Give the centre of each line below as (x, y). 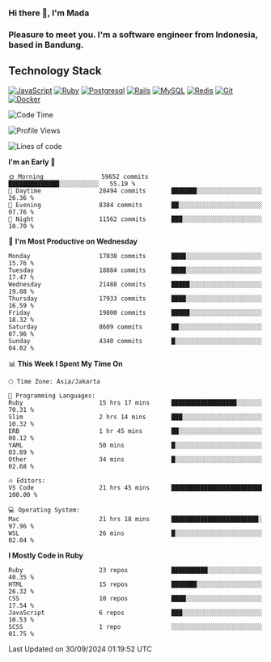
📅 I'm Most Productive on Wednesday (73, 241)
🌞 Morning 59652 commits (78, 176)
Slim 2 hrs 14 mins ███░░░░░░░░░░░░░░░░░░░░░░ (135, 417)
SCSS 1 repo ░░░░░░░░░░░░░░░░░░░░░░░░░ (135, 626)
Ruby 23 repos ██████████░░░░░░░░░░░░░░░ (135, 570)
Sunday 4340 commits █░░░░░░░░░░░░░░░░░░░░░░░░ (135, 341)
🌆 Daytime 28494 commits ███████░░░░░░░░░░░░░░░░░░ (135, 191)
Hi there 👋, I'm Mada (49, 13)
